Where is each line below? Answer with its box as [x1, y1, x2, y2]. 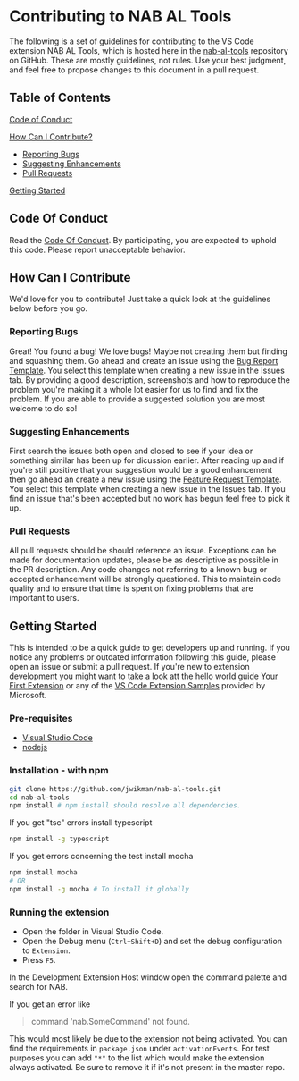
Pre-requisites [9, 713, 73, 724]
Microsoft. [9, 690, 47, 701]
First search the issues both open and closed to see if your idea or [9, 445, 253, 456]
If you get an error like [9, 999, 91, 1009]
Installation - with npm [9, 764, 109, 777]
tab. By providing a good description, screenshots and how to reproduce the [9, 374, 290, 385]
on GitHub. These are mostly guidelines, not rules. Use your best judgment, [9, 55, 287, 65]
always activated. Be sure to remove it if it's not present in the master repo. [9, 1062, 286, 1073]
